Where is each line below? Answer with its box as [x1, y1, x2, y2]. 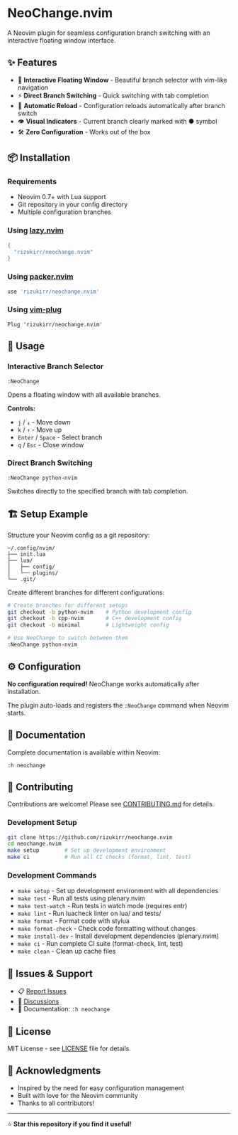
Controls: [7, 404, 36, 412]
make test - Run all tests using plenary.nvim [17, 894, 145, 902]
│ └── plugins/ [7, 569, 59, 577]
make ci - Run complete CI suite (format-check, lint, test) [17, 939, 183, 948]
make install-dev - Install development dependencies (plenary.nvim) [17, 932, 220, 940]
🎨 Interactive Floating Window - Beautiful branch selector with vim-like [17, 75, 228, 84]
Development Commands [7, 870, 97, 880]
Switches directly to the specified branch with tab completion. [7, 486, 188, 495]
